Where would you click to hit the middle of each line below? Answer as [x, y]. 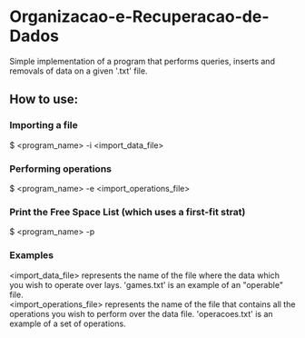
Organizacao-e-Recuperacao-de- [139, 17]
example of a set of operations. [68, 323]
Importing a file [44, 125]
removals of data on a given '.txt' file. [79, 71]
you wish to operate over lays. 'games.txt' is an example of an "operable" [147, 284]
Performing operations [60, 168]
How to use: [44, 99]
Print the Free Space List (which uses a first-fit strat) [128, 212]
